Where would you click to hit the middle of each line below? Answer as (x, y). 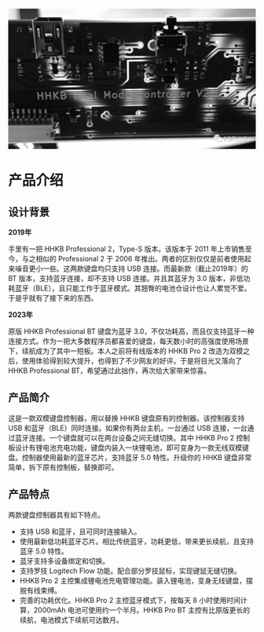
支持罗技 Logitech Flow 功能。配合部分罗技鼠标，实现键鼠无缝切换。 (130, 571)
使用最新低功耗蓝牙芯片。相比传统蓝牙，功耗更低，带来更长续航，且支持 (136, 541)
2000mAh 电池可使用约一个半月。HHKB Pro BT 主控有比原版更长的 (141, 610)
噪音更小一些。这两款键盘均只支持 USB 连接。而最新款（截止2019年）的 (132, 269)
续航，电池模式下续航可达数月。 (71, 619)
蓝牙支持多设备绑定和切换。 (64, 561)
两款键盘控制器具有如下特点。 (56, 514)
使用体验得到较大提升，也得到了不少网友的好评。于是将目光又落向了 (132, 360)
